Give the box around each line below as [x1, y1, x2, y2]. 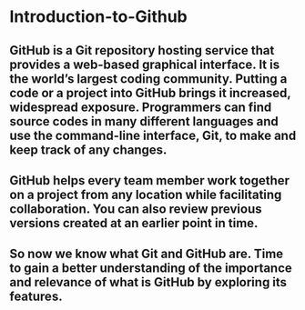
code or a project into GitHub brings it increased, [9, 85, 291, 101]
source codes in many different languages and [9, 114, 280, 129]
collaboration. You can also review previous [9, 201, 262, 216]
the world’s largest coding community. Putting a [9, 71, 288, 86]
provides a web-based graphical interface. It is [9, 56, 280, 72]
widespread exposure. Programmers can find [9, 99, 272, 115]
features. [9, 289, 63, 305]
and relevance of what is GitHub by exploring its [9, 275, 288, 290]
